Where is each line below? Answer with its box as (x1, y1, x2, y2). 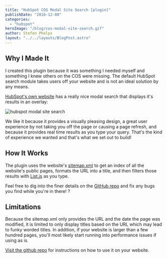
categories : (5, 17, 30, 22)
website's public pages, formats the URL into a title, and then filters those (5, 167, 157, 174)
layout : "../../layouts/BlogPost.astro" (5, 36, 91, 41)
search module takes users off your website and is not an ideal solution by (5, 78, 159, 84)
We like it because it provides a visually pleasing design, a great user (5, 118, 148, 124)
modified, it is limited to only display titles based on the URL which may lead (5, 221, 162, 227)
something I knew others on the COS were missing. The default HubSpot (5, 73, 155, 79)
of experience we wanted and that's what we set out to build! (5, 134, 132, 140)
